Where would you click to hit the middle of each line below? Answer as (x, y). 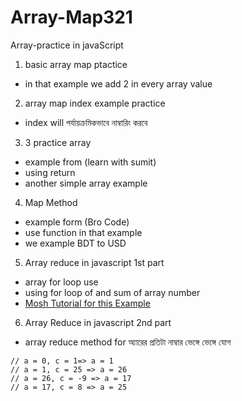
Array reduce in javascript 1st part (94, 262)
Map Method (51, 202)
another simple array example (86, 183)
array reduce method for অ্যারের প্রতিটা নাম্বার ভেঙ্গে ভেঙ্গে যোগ (128, 342)
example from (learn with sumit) (90, 162)
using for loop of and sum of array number (112, 292)
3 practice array (58, 142)
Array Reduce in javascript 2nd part (98, 322)
